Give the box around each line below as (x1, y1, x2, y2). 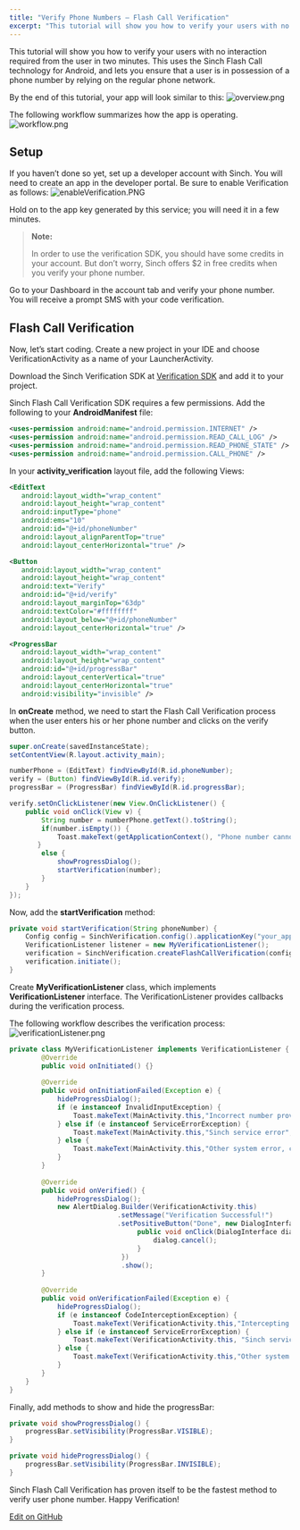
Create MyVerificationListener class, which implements (9, 981, 217, 992)
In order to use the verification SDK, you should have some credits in (30, 248, 284, 259)
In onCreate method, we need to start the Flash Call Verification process (9, 705, 277, 716)
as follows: (9, 187, 49, 198)
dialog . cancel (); (153, 1235, 218, 1245)
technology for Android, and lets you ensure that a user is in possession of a (9, 64, 290, 76)
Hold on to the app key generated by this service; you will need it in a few (9, 205, 279, 215)
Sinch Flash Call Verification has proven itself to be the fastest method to (9, 1484, 278, 1495)
